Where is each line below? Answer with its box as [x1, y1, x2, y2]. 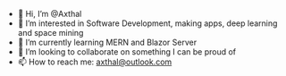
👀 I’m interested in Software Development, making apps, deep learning [17, 18, 278, 29]
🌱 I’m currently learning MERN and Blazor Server [17, 37, 198, 47]
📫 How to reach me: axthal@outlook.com [17, 56, 172, 67]
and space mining [17, 28, 84, 38]
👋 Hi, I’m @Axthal [17, 9, 82, 19]
